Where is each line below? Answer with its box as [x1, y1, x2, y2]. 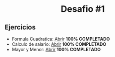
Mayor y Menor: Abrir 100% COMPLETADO [11, 47, 101, 52]
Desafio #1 [60, 3, 105, 15]
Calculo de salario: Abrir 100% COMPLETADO [11, 41, 107, 47]
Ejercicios [4, 23, 36, 31]
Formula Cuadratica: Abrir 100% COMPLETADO [11, 36, 110, 42]
